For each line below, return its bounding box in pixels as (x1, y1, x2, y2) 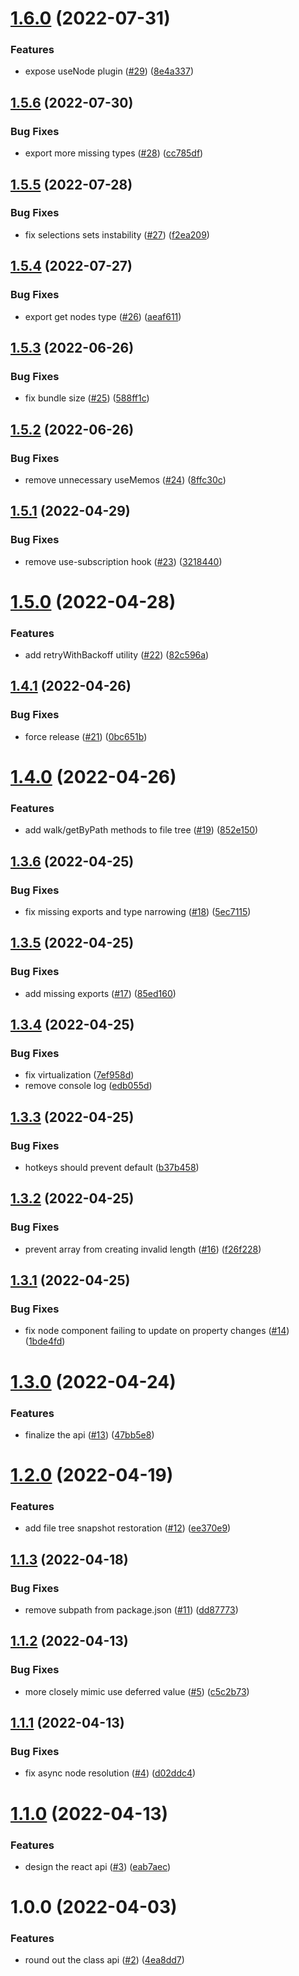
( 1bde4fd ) (24, 1335, 66, 1347)
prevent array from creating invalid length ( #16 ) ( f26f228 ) (24, 1243, 262, 1255)
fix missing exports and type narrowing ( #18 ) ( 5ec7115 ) (24, 905, 252, 917)
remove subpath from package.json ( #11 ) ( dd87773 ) (24, 1604, 239, 1616)
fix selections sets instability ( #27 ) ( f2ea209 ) (24, 228, 210, 241)
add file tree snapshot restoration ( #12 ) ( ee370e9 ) (24, 1522, 232, 1534)
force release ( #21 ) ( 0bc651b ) (24, 730, 148, 742)
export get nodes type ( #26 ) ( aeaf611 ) (24, 310, 182, 322)
